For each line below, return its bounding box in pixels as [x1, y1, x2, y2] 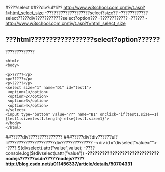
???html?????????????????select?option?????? [5, 35, 160, 44]
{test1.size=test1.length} [5, 116, 62, 121]
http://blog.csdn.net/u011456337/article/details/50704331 [5, 161, 132, 167]
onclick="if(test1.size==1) [100, 112, 159, 117]
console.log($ [5, 150, 34, 156]
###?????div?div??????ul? [63, 134, 118, 140]
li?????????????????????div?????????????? [5, 139, 93, 145]
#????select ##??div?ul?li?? [5, 5, 63, 10]
